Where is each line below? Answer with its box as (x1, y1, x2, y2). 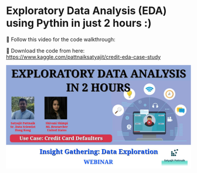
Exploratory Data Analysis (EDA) (6, 4, 167, 18)
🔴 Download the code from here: (6, 47, 85, 54)
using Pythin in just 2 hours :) (6, 16, 152, 30)
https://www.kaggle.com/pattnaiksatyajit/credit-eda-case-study (6, 53, 161, 60)
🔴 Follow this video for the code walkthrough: (6, 36, 116, 43)
